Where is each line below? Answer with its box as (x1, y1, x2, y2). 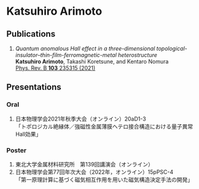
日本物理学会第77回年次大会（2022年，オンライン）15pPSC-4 (15, 168, 174, 176)
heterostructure (117, 51, 158, 59)
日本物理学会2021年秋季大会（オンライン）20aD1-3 (15, 115, 146, 122)
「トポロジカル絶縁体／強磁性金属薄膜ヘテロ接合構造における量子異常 (15, 122, 193, 130)
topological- (156, 45, 187, 52)
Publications (6, 29, 56, 39)
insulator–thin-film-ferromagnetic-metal (15, 51, 117, 59)
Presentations (6, 82, 61, 92)
